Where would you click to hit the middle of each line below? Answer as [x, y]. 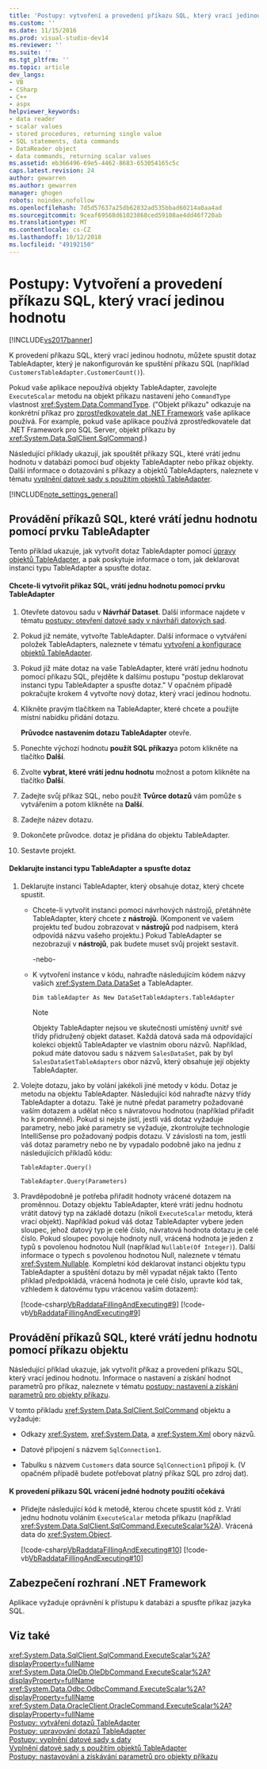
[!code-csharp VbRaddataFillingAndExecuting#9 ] [99, 1304]
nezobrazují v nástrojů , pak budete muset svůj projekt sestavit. [135, 943]
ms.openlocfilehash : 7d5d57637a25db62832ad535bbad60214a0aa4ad [116, 207]
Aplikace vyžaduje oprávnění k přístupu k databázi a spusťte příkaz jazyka [130, 1602]
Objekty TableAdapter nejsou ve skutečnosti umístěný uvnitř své [137, 1028]
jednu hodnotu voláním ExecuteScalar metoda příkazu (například [126, 1517]
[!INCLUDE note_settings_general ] [63, 494]
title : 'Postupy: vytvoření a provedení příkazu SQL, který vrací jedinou [135, 15]
